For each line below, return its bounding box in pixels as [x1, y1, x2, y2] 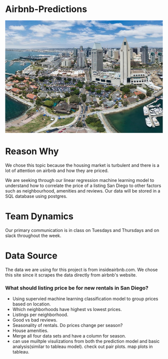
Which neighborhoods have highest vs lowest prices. [12, 306, 122, 312]
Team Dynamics [5, 211, 73, 222]
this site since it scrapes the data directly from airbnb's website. [5, 271, 137, 278]
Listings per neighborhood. [12, 311, 68, 318]
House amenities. [12, 327, 48, 333]
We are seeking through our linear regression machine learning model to [5, 177, 154, 183]
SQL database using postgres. [5, 193, 67, 199]
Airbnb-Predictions [5, 3, 87, 15]
